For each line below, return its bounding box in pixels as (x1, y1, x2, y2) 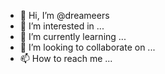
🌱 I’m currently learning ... (19, 31, 127, 42)
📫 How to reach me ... (19, 53, 113, 64)
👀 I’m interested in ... (19, 20, 105, 32)
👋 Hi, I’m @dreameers (19, 10, 110, 21)
